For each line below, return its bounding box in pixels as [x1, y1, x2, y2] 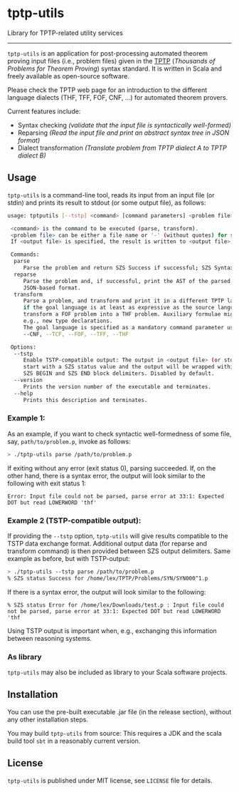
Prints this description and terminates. [23, 396, 148, 403]
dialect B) [17, 151, 46, 160]
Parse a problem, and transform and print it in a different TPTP [23, 297, 224, 304]
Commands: [10, 251, 40, 258]
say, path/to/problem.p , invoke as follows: [7, 437, 132, 446]
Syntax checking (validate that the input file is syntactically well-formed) [17, 120, 231, 129]
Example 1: [7, 413, 46, 423]
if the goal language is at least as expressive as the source [23, 304, 215, 312]
